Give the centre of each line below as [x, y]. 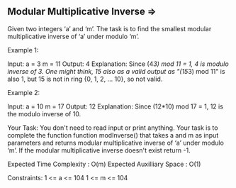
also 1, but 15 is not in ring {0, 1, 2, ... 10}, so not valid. [85, 79]
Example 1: [23, 50]
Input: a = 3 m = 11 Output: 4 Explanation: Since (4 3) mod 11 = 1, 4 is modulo [118, 64]
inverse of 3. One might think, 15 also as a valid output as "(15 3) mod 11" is [116, 71]
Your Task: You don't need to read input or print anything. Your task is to [113, 128]
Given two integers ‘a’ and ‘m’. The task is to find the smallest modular [109, 28]
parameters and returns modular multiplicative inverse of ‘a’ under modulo [116, 143]
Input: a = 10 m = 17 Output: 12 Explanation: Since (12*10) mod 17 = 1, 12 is [115, 106]
